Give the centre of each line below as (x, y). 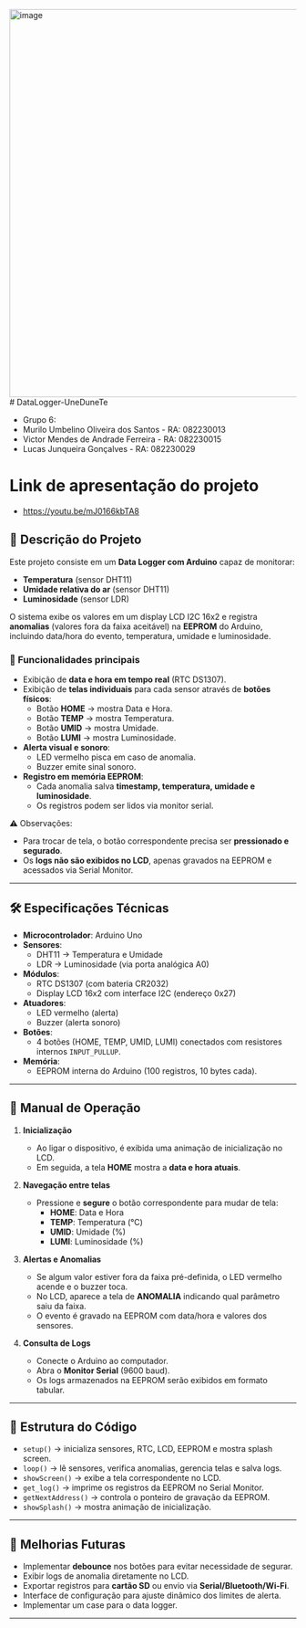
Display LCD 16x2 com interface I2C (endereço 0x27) (136, 993)
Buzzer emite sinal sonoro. (86, 767)
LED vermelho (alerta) (77, 1013)
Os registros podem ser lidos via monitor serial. (125, 806)
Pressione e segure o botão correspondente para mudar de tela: (157, 1203)
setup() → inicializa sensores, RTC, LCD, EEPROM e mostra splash (148, 1449)
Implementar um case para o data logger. (100, 1605)
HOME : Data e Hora (87, 1212)
